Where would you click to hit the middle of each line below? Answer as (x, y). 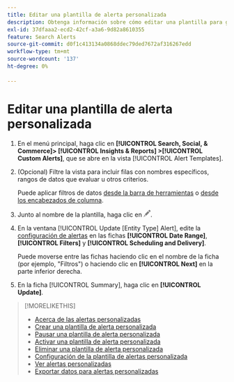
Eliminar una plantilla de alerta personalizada (99, 348)
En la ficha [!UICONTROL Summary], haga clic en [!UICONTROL (109, 285)
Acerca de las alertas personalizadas (88, 319)
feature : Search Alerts (42, 37)
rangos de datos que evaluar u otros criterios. (83, 179)
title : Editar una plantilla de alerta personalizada (87, 15)
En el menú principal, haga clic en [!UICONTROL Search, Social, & (112, 143)
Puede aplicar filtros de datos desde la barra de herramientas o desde (118, 193)
